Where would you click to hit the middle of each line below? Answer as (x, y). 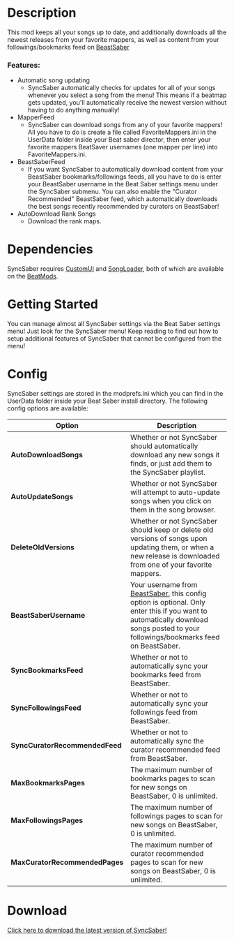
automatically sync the (167, 741)
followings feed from (164, 712)
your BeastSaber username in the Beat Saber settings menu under (123, 184)
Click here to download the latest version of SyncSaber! (87, 930)
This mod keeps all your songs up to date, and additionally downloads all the (117, 32)
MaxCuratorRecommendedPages (67, 862)
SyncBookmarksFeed (47, 670)
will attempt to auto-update (175, 492)
